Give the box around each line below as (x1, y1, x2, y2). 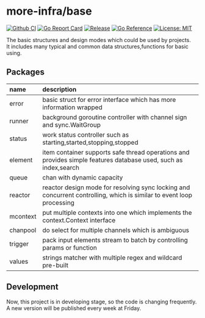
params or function (42, 243, 98, 251)
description (42, 85, 77, 93)
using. (6, 49, 22, 56)
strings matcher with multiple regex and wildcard (42, 253, 182, 262)
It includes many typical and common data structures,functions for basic (6, 43, 189, 50)
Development (6, 282, 59, 292)
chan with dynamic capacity (42, 173, 123, 181)
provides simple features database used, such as (42, 156, 183, 164)
